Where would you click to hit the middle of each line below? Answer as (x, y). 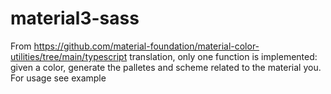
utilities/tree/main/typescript (69, 56)
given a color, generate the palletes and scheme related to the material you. (166, 67)
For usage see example (58, 78)
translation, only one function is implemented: (223, 56)
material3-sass (75, 18)
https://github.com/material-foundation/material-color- (146, 46)
